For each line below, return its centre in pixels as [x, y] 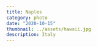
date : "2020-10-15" [31, 23]
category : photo [27, 18]
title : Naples [24, 12]
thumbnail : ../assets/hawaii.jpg [49, 29]
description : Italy [31, 35]
